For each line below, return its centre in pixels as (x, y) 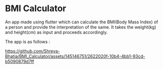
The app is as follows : (28, 41)
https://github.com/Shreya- (32, 51)
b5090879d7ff (20, 61)
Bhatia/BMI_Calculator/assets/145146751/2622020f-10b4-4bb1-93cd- (75, 56)
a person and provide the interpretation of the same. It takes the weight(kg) (81, 27)
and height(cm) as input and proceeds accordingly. (57, 32)
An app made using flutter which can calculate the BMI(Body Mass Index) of (82, 22)
